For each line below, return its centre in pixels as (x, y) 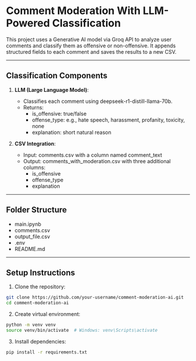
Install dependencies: (40, 341)
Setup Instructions (41, 272)
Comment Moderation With (73, 11)
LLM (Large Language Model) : (52, 90)
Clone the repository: (40, 287)
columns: (34, 167)
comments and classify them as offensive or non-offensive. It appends (91, 46)
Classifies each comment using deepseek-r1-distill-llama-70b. (98, 101)
